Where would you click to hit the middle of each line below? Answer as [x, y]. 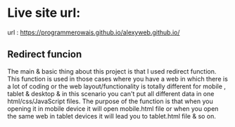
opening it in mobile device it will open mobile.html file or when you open [113, 108]
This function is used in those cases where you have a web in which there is [118, 79]
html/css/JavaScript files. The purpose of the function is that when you [110, 101]
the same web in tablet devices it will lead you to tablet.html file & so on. [112, 116]
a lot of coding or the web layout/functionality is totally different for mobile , [117, 86]
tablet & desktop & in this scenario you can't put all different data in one [111, 93]
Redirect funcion [45, 54]
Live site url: [44, 13]
